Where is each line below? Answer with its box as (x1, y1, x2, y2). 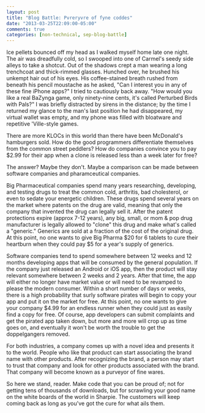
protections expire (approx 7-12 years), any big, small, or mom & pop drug (6, 214, 193, 222)
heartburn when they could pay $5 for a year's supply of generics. (6, 240, 174, 248)
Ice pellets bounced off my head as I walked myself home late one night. (6, 48, 189, 56)
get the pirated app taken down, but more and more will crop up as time (6, 317, 187, 325)
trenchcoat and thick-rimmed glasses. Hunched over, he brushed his (6, 68, 179, 75)
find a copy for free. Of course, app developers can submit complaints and (6, 311, 195, 319)
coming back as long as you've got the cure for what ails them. (6, 400, 165, 407)
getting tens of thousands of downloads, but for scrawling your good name (6, 387, 196, 394)
